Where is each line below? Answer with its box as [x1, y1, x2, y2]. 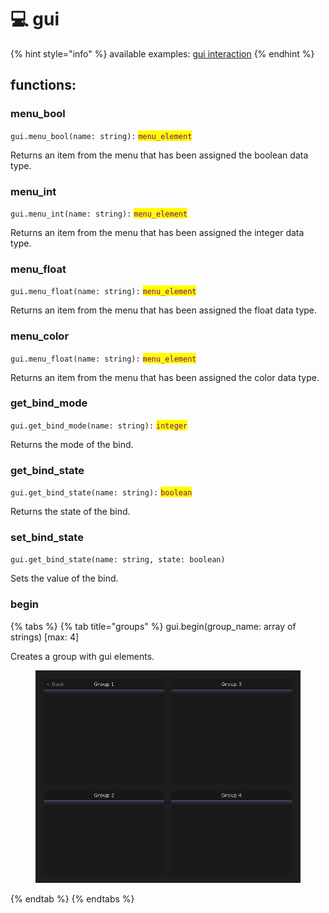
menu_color [10, 329, 70, 343]
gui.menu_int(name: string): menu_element [10, 209, 188, 219]
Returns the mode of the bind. [10, 438, 134, 450]
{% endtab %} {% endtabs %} [10, 893, 135, 905]
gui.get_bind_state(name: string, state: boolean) [10, 555, 226, 565]
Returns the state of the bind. [10, 506, 131, 518]
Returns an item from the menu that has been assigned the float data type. [10, 304, 318, 316]
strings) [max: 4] [10, 631, 80, 643]
